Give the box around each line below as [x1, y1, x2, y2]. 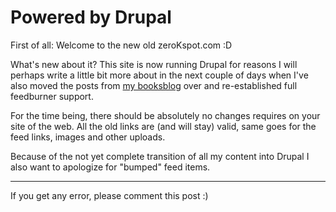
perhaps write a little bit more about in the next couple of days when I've [10, 69, 309, 81]
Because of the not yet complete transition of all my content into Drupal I [10, 150, 310, 162]
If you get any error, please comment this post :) [10, 189, 209, 201]
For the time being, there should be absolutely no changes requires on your [10, 109, 321, 121]
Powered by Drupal [10, 6, 172, 29]
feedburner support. [10, 90, 94, 102]
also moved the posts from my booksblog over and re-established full [10, 79, 298, 91]
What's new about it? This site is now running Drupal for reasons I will [10, 58, 298, 70]
